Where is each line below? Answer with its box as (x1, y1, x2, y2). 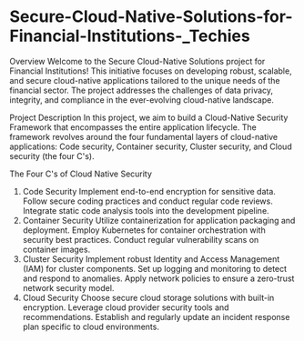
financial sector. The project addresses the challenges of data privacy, (9, 85, 274, 95)
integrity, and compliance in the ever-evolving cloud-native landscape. (9, 94, 275, 105)
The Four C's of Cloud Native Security (9, 168, 153, 179)
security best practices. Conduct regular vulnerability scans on (22, 234, 259, 245)
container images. (22, 244, 91, 255)
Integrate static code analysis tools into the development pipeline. (22, 205, 270, 216)
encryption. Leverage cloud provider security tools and (22, 302, 229, 313)
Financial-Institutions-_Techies (9, 25, 250, 46)
